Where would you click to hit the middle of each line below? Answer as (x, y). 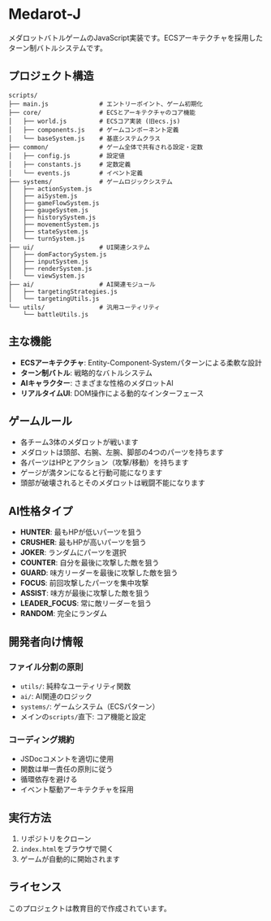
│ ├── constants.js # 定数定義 (70, 164)
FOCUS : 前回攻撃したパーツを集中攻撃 (84, 583)
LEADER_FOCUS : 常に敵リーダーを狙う (86, 604)
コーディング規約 (41, 740)
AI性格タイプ (41, 511)
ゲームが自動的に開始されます (70, 858)
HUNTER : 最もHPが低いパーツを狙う (81, 532)
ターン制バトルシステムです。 (58, 48)
